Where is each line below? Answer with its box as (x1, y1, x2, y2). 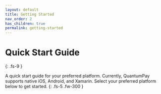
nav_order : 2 (5, 16, 32, 21)
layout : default (5, 7, 39, 12)
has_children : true (5, 21, 46, 26)
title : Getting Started (5, 12, 54, 17)
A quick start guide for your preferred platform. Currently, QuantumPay (5, 73, 150, 79)
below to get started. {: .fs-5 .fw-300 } (5, 84, 84, 90)
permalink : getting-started (5, 26, 63, 31)
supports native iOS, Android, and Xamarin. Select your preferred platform (5, 78, 157, 84)
